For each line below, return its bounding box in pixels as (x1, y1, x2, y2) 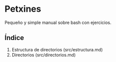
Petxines (4, 3, 41, 15)
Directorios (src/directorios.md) (11, 52, 76, 58)
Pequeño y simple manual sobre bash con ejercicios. (4, 20, 112, 25)
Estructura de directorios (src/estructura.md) (11, 46, 103, 52)
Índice (4, 34, 24, 42)
